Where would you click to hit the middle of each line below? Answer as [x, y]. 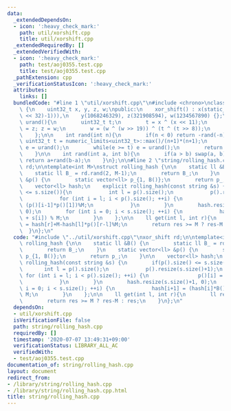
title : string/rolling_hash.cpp [53, 397]
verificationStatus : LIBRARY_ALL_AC [66, 346]
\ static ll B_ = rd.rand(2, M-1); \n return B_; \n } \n [120, 173]
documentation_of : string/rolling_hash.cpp [70, 365]
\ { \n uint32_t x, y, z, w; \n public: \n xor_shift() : [107, 109]
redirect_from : [29, 378]
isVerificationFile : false [52, 320]
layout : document [32, 371]
